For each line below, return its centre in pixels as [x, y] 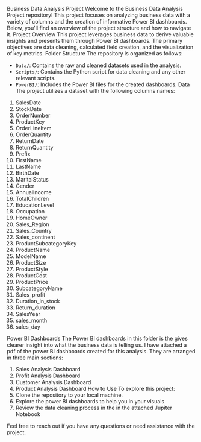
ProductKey [30, 122]
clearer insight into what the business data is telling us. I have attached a [97, 345]
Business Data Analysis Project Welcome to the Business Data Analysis [95, 9]
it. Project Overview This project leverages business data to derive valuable [100, 34]
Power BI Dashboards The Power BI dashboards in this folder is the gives [97, 338]
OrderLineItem [33, 128]
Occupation [30, 211]
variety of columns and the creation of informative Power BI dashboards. [97, 21]
